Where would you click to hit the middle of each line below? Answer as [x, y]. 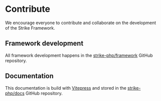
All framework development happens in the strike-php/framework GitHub [79, 55]
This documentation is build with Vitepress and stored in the [66, 88]
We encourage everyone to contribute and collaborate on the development [80, 23]
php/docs [15, 93]
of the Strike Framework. [30, 28]
